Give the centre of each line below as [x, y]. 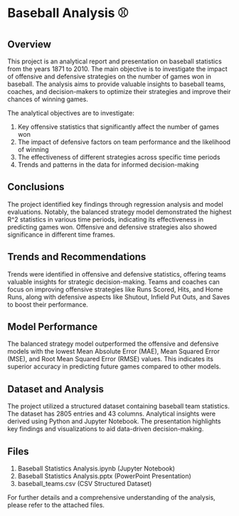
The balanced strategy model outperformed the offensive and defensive [113, 344]
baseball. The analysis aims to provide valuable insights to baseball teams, [117, 84]
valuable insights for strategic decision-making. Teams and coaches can [114, 282]
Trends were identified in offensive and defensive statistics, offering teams [117, 274]
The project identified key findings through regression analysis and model [116, 204]
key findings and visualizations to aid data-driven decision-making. [106, 429]
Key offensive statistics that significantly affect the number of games [118, 127]
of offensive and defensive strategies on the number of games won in [109, 76]
